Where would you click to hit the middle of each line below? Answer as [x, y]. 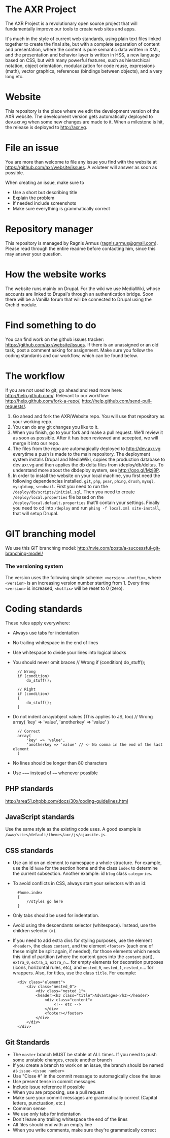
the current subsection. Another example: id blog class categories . [82, 874]
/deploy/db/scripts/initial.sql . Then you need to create [74, 492]
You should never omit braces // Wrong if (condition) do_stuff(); [79, 662]
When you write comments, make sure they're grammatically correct [84, 1130]
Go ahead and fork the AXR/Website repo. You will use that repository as [89, 416]
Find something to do [51, 325]
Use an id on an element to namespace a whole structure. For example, [87, 863]
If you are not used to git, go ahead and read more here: [64, 390]
